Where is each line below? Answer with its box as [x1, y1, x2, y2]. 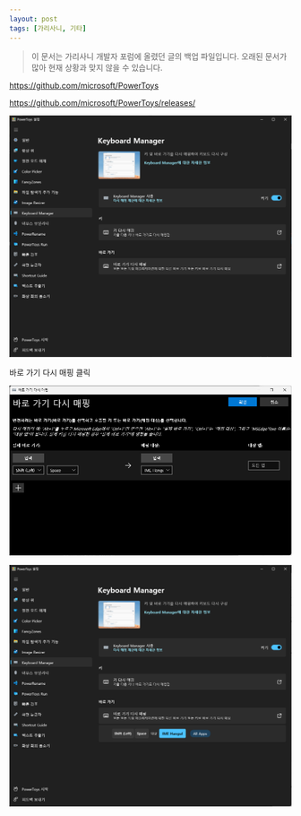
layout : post [9, 14, 58, 23]
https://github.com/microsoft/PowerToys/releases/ [9, 97, 196, 108]
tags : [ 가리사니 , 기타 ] [9, 23, 87, 33]
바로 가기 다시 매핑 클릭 [9, 368, 91, 378]
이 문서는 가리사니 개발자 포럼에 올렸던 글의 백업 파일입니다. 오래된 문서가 [30, 50, 288, 62]
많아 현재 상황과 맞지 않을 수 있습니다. [30, 62, 163, 73]
